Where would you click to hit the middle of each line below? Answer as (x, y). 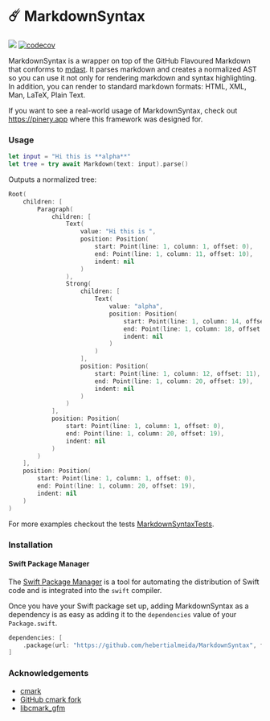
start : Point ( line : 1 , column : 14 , (183, 321)
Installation (31, 545)
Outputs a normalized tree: (53, 179)
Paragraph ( (55, 209)
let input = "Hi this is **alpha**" (70, 157)
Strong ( (78, 284)
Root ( (17, 194)
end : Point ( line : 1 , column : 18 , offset (192, 329)
